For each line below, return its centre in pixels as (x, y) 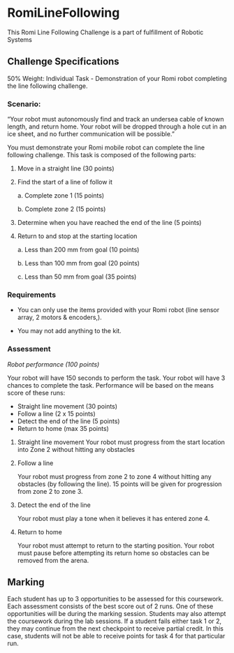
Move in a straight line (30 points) (66, 168)
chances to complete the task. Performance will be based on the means (111, 385)
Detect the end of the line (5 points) (68, 421)
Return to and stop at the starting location (77, 236)
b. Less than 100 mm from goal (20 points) (78, 263)
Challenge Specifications (64, 62)
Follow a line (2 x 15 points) (56, 413)
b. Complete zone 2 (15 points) (61, 209)
